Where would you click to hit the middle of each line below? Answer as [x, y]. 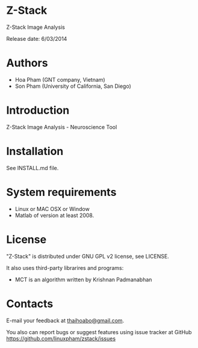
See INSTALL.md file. [32, 168]
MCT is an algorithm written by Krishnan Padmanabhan [83, 279]
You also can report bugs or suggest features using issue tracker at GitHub [99, 332]
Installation [35, 151]
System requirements [61, 192]
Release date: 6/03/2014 [37, 38]
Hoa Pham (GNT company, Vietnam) [60, 79]
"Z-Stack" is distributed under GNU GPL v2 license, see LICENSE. [88, 256]
